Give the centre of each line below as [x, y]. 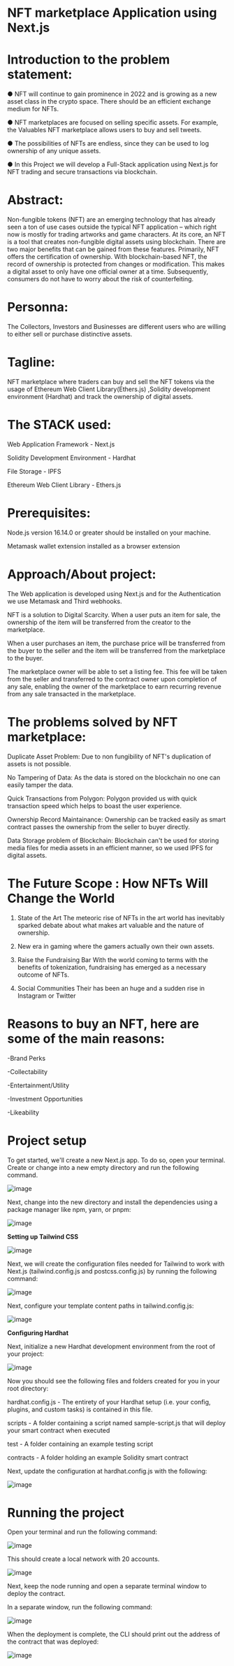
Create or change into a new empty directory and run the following [103, 1167]
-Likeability [23, 1112]
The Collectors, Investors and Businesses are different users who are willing [117, 326]
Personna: [38, 308]
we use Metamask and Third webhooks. [65, 601]
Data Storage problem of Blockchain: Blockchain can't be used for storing [113, 840]
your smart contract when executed [59, 1430]
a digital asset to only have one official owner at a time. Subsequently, [108, 271]
